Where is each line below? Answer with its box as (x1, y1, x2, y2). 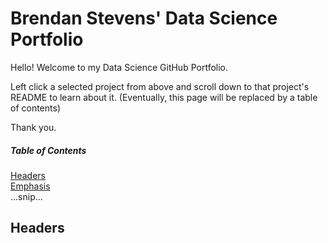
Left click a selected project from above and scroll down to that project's (10, 80, 310, 92)
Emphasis (10, 180, 51, 192)
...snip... (10, 190, 43, 202)
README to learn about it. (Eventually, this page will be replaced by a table (10, 91, 318, 103)
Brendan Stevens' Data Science (10, 7, 278, 30)
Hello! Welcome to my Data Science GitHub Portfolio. (10, 61, 229, 73)
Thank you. (10, 121, 57, 133)
